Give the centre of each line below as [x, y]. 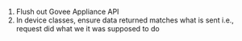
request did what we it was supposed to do [88, 29]
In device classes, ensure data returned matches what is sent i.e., [125, 20]
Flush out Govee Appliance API [67, 12]
